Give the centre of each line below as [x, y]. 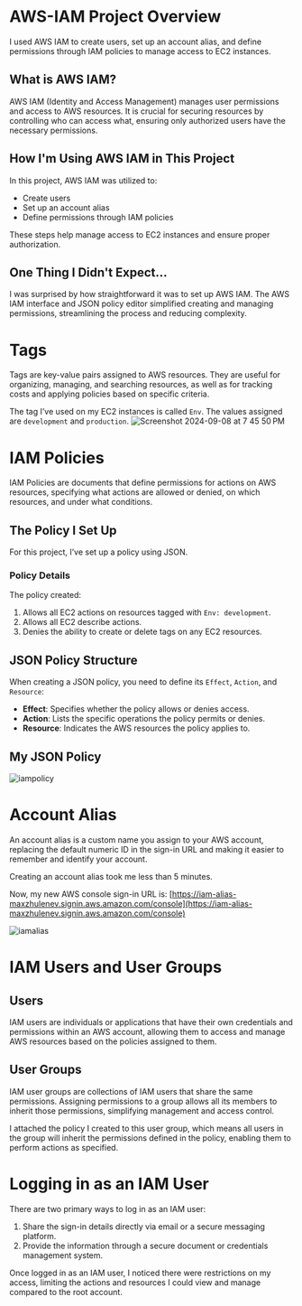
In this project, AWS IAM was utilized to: [83, 180]
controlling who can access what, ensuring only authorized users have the [147, 120]
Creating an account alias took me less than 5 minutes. [111, 876]
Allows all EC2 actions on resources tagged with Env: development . [146, 612]
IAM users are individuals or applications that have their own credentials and [151, 1021]
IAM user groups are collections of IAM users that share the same [132, 1091]
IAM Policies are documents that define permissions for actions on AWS [143, 483]
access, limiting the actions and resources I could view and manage [135, 1282]
